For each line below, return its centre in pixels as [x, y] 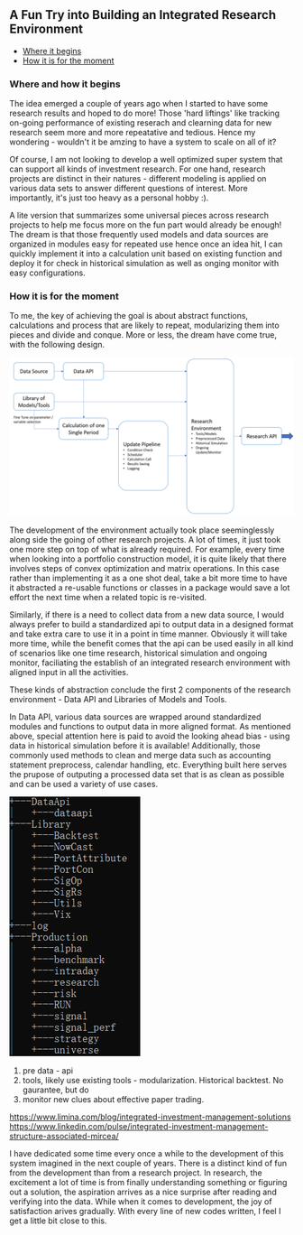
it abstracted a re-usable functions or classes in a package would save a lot [150, 587]
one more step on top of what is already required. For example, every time [147, 549]
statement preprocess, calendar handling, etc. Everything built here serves [148, 765]
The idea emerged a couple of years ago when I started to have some [139, 103]
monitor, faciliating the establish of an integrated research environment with [150, 663]
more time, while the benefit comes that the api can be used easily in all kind [151, 643]
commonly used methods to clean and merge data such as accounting [140, 755]
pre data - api [48, 1070]
